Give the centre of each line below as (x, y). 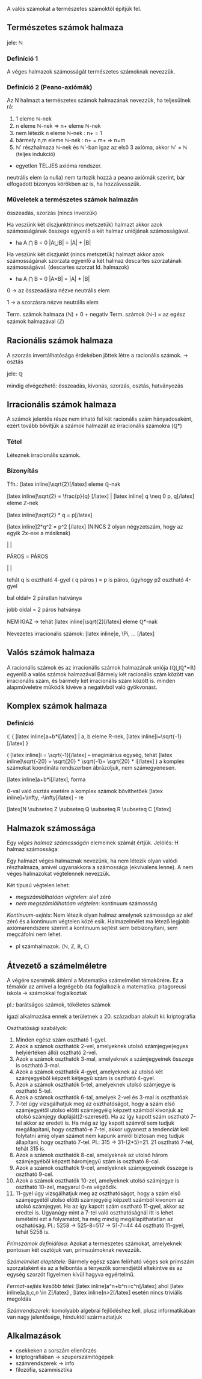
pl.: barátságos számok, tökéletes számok (59, 1005)
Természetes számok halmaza (65, 27)
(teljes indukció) (35, 154)
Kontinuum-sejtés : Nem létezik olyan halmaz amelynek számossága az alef (100, 915)
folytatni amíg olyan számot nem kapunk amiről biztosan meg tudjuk (100, 1136)
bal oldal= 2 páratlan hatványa (44, 598)
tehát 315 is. (30, 1149)
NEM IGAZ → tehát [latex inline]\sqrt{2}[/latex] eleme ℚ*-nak (82, 621)
